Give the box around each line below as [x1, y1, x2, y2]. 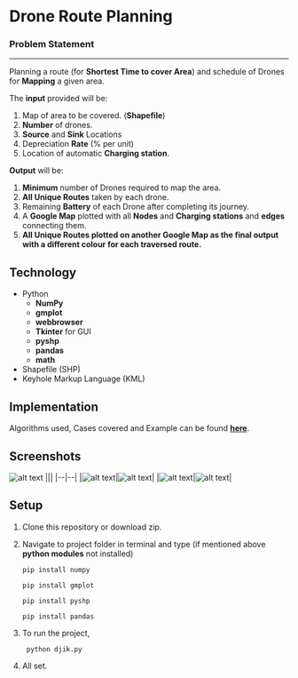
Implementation [9, 399, 99, 414]
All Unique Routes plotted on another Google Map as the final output [21, 229, 279, 241]
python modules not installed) [21, 548, 134, 559]
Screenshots [9, 449, 82, 464]
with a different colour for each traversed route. [21, 239, 202, 250]
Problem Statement [9, 38, 95, 51]
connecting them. [21, 220, 87, 231]
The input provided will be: [9, 93, 108, 104]
